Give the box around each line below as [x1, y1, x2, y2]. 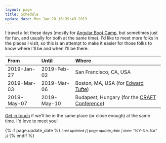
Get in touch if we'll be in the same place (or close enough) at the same [5, 113, 151, 119]
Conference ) [75, 100, 105, 107]
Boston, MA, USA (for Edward [75, 80, 144, 87]
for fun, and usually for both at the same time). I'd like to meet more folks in [5, 35, 159, 41]
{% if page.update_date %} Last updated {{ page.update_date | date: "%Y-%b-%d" [5, 128, 157, 134]
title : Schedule [5, 12, 39, 17]
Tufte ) [75, 86, 89, 93]
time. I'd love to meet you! [5, 118, 58, 124]
